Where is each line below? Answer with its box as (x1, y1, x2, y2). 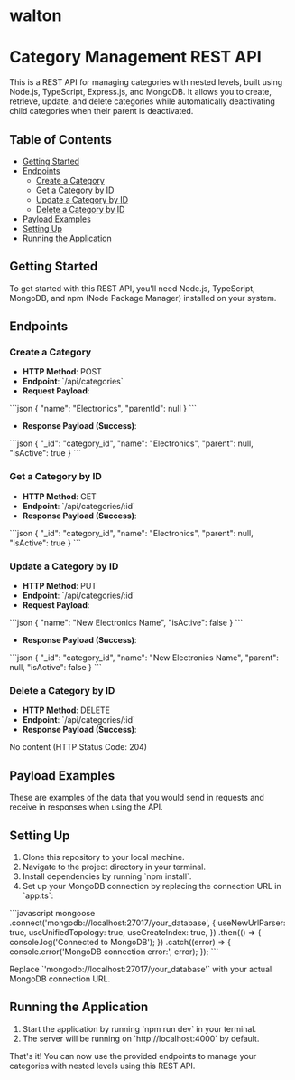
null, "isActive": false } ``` (9, 662, 102, 673)
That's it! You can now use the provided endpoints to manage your (9, 1050, 257, 1061)
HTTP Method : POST (22, 366, 102, 377)
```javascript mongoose (9, 907, 96, 918)
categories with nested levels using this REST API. (9, 1060, 196, 1071)
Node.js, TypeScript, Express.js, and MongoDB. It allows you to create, (9, 87, 272, 98)
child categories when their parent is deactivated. (9, 106, 194, 117)
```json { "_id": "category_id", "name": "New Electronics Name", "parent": (9, 652, 280, 663)
